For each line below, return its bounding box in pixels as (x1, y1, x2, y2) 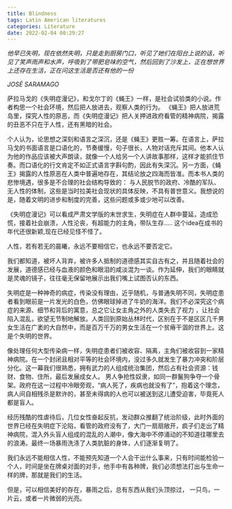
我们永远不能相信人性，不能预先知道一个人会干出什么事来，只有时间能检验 (7, 454, 218, 462)
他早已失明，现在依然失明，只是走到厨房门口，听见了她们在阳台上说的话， (7, 49, 218, 57)
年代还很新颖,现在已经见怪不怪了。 (7, 227, 106, 236)
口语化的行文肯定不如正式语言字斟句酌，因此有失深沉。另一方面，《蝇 (25, 161, 222, 169)
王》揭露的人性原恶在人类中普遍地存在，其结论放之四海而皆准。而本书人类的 (7, 170, 224, 178)
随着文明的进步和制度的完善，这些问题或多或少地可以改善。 (19, 195, 188, 204)
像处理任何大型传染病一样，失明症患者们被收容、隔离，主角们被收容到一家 (7, 347, 218, 355)
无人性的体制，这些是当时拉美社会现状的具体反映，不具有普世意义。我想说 (7, 187, 218, 195)
